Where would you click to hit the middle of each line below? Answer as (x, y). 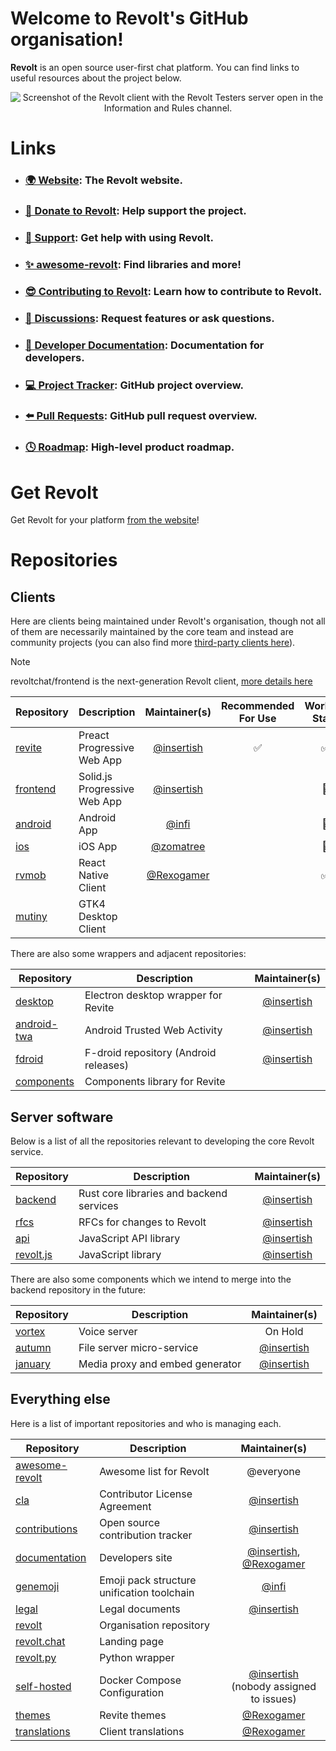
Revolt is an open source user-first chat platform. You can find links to (155, 67)
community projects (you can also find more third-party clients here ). (153, 643)
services (98, 1206)
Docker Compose (140, 1680)
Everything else (60, 1399)
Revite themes (133, 1715)
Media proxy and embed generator (160, 1364)
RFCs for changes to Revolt (142, 1222)
